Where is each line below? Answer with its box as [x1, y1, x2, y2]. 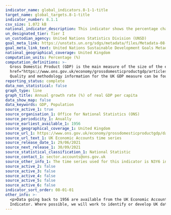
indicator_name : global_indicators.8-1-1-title [5, 7, 108, 13]
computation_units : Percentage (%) [5, 55, 81, 60]
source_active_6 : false [5, 183, 56, 188]
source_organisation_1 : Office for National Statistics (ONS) [5, 112, 140, 117]
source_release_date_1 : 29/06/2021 [5, 140, 81, 145]
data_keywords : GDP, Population [5, 102, 74, 107]
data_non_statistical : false [5, 83, 67, 88]
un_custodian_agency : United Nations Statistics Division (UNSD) [5, 36, 147, 41]
